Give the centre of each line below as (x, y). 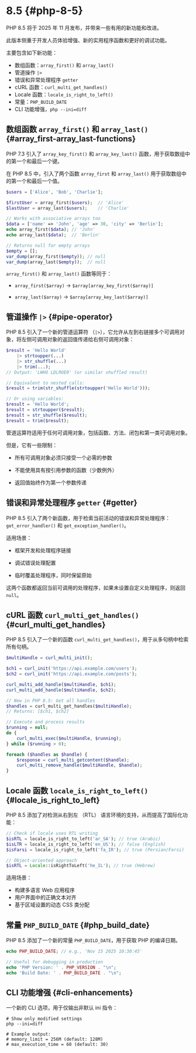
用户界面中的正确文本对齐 (45, 898)
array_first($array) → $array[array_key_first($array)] (84, 286)
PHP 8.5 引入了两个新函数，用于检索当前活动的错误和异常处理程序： (88, 518)
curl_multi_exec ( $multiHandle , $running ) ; (69, 738)
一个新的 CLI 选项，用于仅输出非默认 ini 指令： (62, 1008)
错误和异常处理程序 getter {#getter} (72, 503)
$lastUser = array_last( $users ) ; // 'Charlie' (68, 208)
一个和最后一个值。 (39, 181)
